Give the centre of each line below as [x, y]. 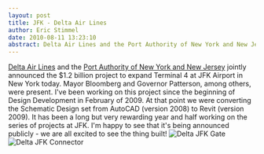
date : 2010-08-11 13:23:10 [52, 37]
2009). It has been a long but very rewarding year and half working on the [128, 117]
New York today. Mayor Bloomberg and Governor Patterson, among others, [130, 84]
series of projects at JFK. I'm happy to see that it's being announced [119, 126]
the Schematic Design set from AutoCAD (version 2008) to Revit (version [126, 109]
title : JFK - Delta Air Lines [58, 23]
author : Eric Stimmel [44, 30]
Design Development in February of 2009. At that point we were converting [130, 101]
